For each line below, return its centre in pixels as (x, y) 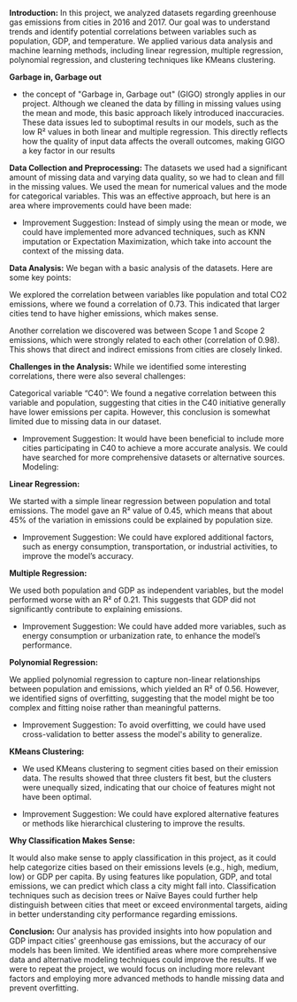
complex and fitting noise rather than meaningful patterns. (115, 707)
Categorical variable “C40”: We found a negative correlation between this (143, 393)
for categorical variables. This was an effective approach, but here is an (140, 196)
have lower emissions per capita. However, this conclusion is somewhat (140, 412)
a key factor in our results (69, 151)
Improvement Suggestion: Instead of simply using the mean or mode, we (154, 222)
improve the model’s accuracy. (78, 556)
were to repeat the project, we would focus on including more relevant (137, 969)
